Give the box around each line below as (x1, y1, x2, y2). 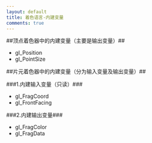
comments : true (6, 20, 44, 26)
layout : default (6, 8, 47, 15)
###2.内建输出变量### (6, 112, 63, 119)
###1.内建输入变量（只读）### (6, 81, 83, 88)
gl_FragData (14, 130, 45, 137)
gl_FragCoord (14, 93, 49, 100)
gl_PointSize (14, 55, 46, 63)
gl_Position (14, 49, 43, 56)
